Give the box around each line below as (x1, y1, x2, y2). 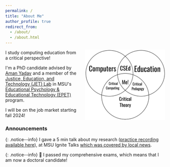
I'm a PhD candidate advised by (5, 65, 72, 71)
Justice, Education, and (5, 76, 55, 81)
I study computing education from (5, 50, 77, 55)
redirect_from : (5, 24, 38, 29)
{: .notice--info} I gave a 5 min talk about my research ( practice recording (5, 137, 159, 143)
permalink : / (5, 8, 33, 13)
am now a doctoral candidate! (5, 157, 67, 163)
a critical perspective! (5, 55, 51, 61)
